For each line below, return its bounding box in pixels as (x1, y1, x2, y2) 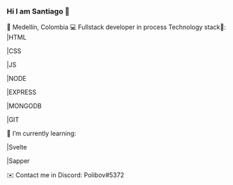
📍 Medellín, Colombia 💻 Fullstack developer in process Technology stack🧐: (6, 23, 227, 31)
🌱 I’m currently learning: (6, 129, 77, 138)
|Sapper (6, 157, 30, 165)
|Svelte (6, 143, 28, 152)
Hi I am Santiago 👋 (6, 6, 70, 16)
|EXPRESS (6, 88, 37, 96)
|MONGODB (6, 102, 42, 111)
